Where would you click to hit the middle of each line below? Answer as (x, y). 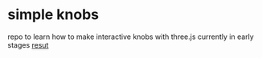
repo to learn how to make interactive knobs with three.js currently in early (131, 37)
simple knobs (53, 15)
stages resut (28, 44)
